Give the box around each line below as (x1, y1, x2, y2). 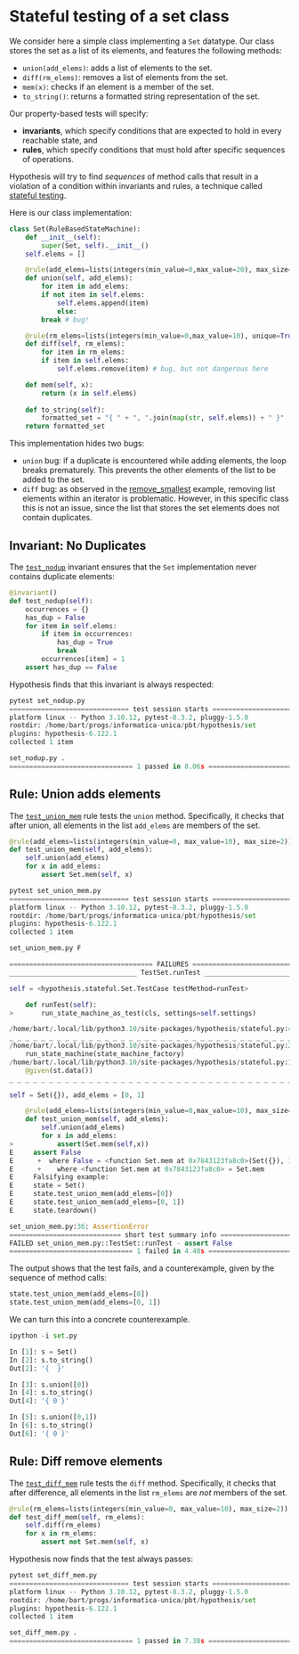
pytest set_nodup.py (9, 696, 86, 705)
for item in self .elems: (25, 621, 117, 630)
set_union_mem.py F (9, 944, 82, 953)
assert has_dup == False (25, 662, 117, 672)
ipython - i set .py (9, 1331, 77, 1340)
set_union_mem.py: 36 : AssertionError (9, 1222, 149, 1231)
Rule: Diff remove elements (9, 1454, 163, 1470)
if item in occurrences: (41, 630, 133, 639)
